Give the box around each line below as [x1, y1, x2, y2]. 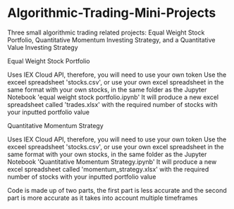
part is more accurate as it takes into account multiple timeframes [7, 194, 198, 202]
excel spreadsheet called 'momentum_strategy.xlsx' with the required [7, 165, 209, 173]
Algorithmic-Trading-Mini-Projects [7, 5, 216, 21]
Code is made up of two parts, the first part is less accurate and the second [7, 186, 227, 194]
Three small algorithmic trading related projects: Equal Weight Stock [7, 28, 205, 37]
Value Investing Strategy [7, 43, 79, 51]
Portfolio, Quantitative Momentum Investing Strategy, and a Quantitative [7, 35, 216, 44]
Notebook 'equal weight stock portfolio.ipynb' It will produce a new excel [7, 93, 219, 101]
